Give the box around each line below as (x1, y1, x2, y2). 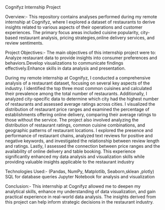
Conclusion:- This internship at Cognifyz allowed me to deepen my (5, 183, 141, 189)
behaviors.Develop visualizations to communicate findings (5, 60, 124, 66)
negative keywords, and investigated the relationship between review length (5, 138, 160, 144)
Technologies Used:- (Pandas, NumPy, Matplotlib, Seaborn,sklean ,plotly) (5, 168, 154, 174)
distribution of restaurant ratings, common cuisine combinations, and (5, 122, 145, 128)
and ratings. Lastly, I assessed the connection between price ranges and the (5, 143, 160, 149)
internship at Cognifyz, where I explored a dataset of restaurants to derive (5, 19, 155, 25)
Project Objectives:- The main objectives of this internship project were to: (5, 49, 156, 55)
